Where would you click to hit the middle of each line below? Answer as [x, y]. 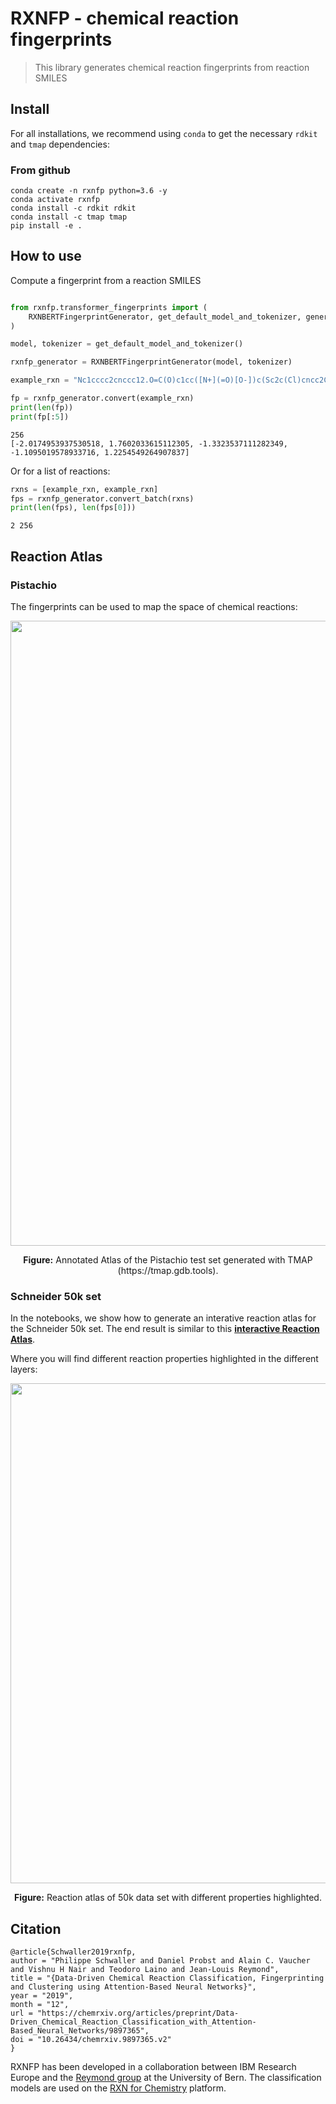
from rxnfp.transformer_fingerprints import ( [109, 307]
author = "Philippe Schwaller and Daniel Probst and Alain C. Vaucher [160, 1961]
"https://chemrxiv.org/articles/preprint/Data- [138, 2013]
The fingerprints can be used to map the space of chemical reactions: [154, 607]
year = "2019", [42, 1996]
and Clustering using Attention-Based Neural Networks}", [133, 1987]
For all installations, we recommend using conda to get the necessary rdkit [164, 133]
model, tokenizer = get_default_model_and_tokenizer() [127, 344]
